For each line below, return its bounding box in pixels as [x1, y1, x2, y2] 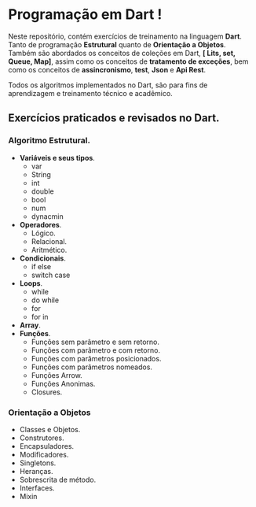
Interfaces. [19, 483, 55, 493]
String [31, 169, 51, 179]
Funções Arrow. [31, 370, 82, 379]
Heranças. [19, 466, 53, 476]
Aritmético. [31, 245, 68, 254]
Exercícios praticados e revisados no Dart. [8, 112, 220, 125]
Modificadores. [19, 450, 69, 459]
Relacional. [31, 236, 68, 246]
